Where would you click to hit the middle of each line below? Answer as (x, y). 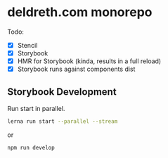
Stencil (27, 45)
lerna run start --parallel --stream (63, 121)
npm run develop (31, 147)
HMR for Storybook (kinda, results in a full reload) (89, 61)
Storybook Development (62, 92)
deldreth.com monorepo (80, 12)
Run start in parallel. (36, 108)
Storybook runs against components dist (76, 69)
